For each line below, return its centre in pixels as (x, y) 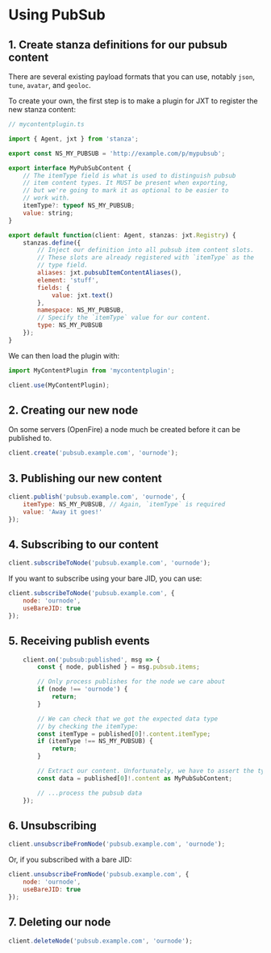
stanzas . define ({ (52, 243)
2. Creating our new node (73, 410)
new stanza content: (42, 109)
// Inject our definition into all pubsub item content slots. (146, 250)
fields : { (54, 288)
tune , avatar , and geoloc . (50, 85)
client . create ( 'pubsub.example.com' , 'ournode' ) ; (94, 453)
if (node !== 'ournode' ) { (83, 689)
